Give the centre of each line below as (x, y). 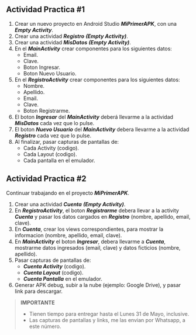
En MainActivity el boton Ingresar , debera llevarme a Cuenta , (90, 241)
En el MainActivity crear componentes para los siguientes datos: (93, 49)
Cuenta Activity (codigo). (54, 266)
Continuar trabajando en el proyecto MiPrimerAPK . (68, 193)
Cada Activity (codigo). (51, 148)
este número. (45, 326)
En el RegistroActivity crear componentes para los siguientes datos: (97, 80)
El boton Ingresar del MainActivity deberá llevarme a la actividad (94, 117)
